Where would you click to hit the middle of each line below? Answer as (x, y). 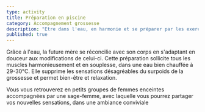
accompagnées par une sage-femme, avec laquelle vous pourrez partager (100, 96)
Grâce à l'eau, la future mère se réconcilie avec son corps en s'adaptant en (101, 52)
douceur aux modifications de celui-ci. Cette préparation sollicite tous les (99, 58)
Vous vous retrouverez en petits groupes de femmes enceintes (85, 89)
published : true (27, 35)
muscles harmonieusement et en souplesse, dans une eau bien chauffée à (100, 65)
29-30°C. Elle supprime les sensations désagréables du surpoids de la (95, 71)
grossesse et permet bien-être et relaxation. (62, 78)
